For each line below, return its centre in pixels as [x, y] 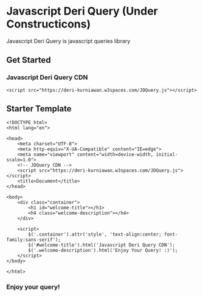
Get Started [29, 60]
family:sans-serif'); [34, 240]
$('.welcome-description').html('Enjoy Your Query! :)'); [103, 251]
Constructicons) [49, 24]
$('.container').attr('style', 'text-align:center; [95, 235]
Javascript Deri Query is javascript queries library [68, 41]
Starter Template [39, 109]
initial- [167, 155]
